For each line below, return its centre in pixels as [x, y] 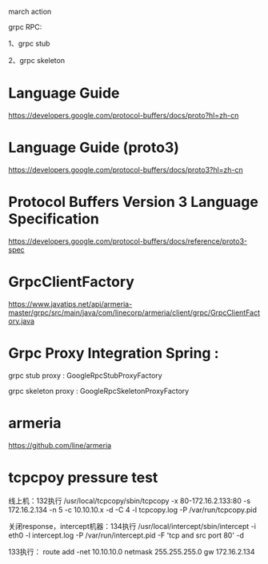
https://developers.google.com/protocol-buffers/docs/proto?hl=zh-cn [124, 115]
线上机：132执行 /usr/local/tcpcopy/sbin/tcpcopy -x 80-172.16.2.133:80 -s [129, 500]
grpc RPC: [25, 27]
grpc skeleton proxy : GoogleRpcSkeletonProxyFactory [99, 391]
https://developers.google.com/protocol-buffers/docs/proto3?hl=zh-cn [126, 169]
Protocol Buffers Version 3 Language [133, 202]
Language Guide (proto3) [94, 148]
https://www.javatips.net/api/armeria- [70, 304]
